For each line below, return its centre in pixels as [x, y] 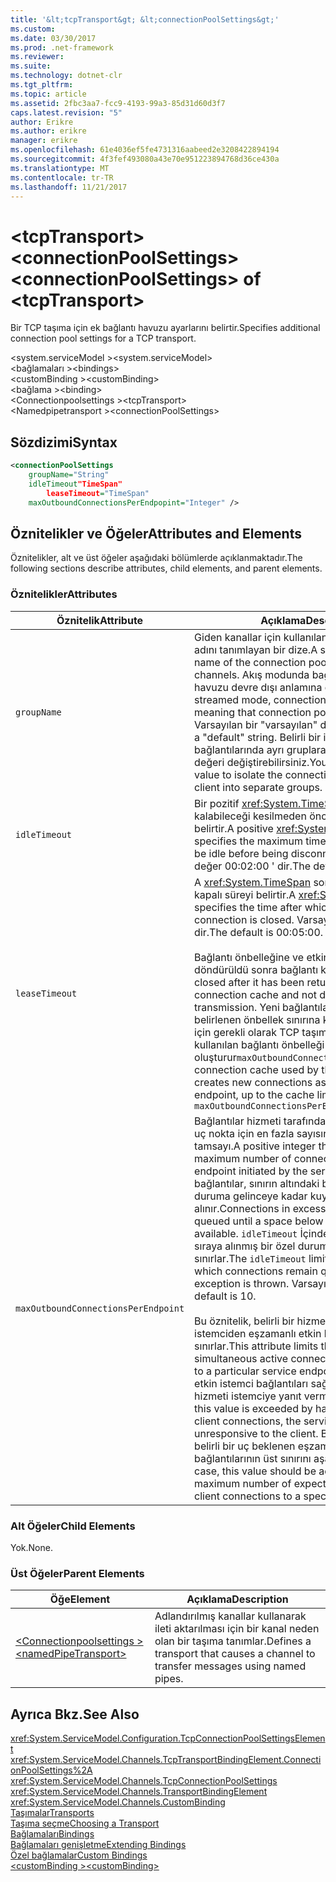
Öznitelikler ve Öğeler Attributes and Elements [156, 533]
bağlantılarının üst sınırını [253, 1458]
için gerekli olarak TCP [247, 1032]
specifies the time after [248, 907]
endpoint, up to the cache [254, 1094]
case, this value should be [255, 1471]
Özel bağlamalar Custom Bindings [79, 1855]
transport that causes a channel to [235, 1654]
